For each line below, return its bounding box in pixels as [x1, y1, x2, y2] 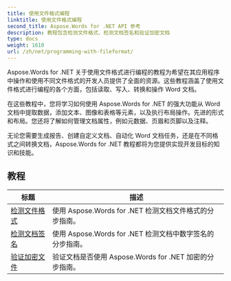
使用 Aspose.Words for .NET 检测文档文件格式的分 [52, 206, 214, 215]
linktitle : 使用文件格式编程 [7, 16, 82, 23]
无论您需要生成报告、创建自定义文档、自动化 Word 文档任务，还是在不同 [7, 131, 212, 139]
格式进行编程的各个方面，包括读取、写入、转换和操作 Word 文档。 [12, 85, 201, 93]
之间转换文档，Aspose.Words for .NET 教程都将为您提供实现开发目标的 [12, 140, 214, 148]
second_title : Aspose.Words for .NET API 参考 [7, 23, 141, 29]
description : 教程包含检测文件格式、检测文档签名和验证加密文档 [7, 29, 170, 36]
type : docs [7, 36, 38, 42]
